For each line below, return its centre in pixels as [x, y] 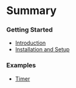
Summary [31, 11]
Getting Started [29, 30]
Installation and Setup [42, 50]
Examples [21, 65]
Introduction [30, 43]
